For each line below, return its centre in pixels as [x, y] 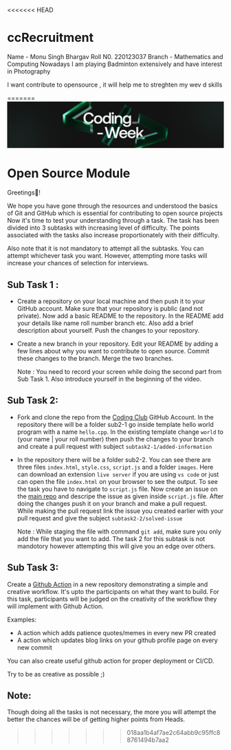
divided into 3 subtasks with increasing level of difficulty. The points [103, 228]
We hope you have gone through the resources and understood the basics [112, 206]
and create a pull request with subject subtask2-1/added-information [114, 446]
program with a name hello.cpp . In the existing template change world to [120, 432]
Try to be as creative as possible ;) [56, 674]
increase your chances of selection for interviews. [78, 263]
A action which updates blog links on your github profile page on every [117, 640]
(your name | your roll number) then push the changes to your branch [115, 439]
